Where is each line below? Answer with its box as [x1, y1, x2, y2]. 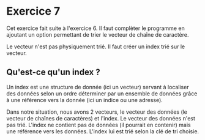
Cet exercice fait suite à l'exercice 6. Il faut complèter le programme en [6, 24, 185, 32]
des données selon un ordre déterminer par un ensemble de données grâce [6, 90, 198, 97]
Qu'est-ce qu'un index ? [6, 67, 100, 78]
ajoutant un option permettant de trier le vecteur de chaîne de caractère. [6, 31, 189, 38]
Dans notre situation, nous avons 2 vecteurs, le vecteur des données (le [6, 108, 188, 116]
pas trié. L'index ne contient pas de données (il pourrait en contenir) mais [6, 121, 191, 128]
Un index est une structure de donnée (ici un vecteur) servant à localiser [6, 83, 189, 90]
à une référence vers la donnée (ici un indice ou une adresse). [6, 96, 163, 103]
